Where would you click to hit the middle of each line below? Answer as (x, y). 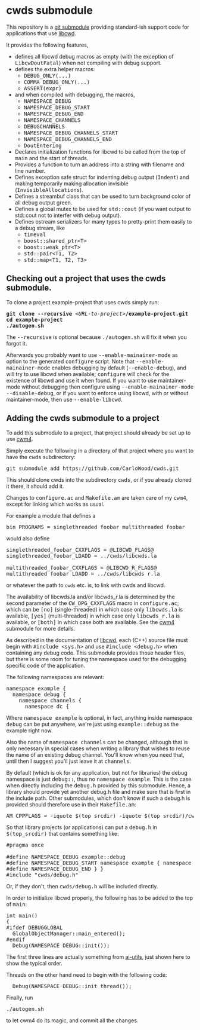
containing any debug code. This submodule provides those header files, (96, 653)
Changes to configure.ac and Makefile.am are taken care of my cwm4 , (97, 497)
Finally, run (20, 997)
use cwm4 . (20, 439)
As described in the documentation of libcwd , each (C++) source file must (97, 640)
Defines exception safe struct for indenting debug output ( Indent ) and (102, 177)
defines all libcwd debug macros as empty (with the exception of (94, 56)
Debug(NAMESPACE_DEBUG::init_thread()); (72, 986)
